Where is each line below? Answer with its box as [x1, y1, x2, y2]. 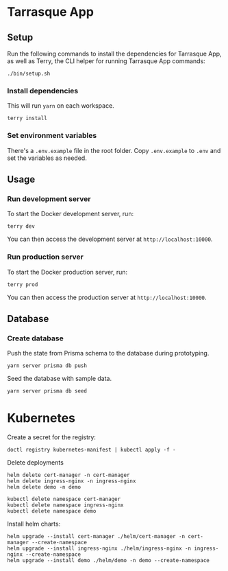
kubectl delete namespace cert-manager [7, 496, 121, 503]
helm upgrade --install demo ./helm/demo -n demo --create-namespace [7, 557, 210, 564]
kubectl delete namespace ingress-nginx [7, 502, 125, 509]
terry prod [7, 281, 38, 288]
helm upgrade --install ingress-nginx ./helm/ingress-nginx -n [7, 545, 192, 552]
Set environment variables [7, 131, 97, 141]
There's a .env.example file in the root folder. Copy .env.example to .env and [7, 146, 221, 154]
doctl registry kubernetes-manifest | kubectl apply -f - [7, 447, 176, 454]
